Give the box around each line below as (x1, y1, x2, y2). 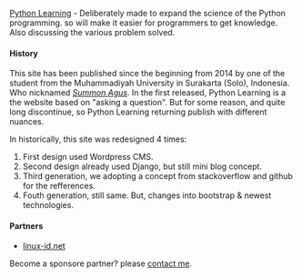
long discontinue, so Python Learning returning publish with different (9, 106, 267, 117)
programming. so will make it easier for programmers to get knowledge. (9, 17, 278, 28)
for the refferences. (22, 181, 96, 192)
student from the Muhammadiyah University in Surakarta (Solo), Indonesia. (9, 77, 290, 89)
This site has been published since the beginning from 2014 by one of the (9, 68, 286, 79)
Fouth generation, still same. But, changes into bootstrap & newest (22, 190, 272, 201)
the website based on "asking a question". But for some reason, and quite (9, 97, 286, 108)
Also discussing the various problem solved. (9, 27, 176, 37)
